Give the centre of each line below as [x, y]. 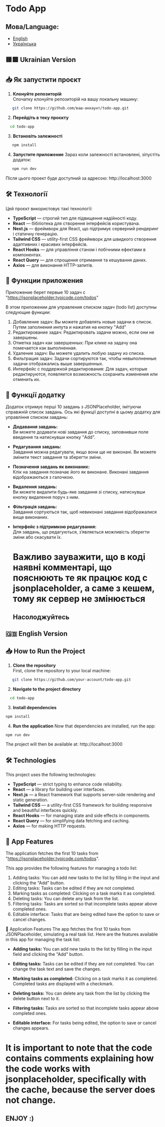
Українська [24, 44]
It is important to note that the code [79, 1048]
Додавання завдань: [35, 427]
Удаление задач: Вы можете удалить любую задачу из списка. [79, 353]
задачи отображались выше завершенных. [58, 364]
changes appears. [31, 1028]
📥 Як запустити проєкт [43, 79]
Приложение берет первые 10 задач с [45, 292]
